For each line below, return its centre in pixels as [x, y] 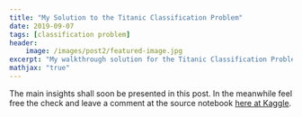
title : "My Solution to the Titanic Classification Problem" [126, 18]
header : [24, 43]
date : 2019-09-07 [42, 26]
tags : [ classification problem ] [70, 34]
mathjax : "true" [40, 68]
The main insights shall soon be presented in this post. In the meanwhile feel [151, 93]
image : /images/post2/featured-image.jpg [104, 51]
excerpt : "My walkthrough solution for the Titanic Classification [138, 59]
